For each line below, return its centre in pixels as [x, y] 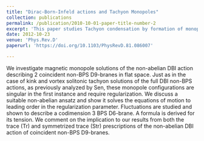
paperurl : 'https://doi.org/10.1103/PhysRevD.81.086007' [80, 46]
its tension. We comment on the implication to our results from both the [95, 119]
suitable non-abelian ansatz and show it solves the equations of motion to [99, 100]
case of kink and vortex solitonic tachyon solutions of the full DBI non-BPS [99, 81]
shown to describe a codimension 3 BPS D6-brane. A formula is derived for [100, 113]
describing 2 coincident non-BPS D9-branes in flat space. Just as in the [96, 74]
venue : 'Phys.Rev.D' [32, 40]
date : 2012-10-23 [28, 34]
